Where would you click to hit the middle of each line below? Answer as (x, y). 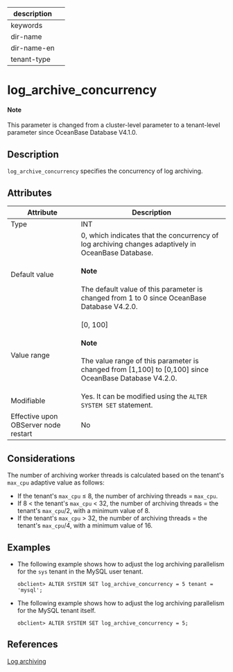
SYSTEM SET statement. (117, 405)
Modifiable (28, 401)
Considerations (41, 459)
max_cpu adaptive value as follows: (56, 482)
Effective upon (34, 417)
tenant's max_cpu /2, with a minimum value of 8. (84, 511)
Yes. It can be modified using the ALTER (144, 396)
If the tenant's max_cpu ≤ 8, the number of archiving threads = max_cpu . (118, 496)
